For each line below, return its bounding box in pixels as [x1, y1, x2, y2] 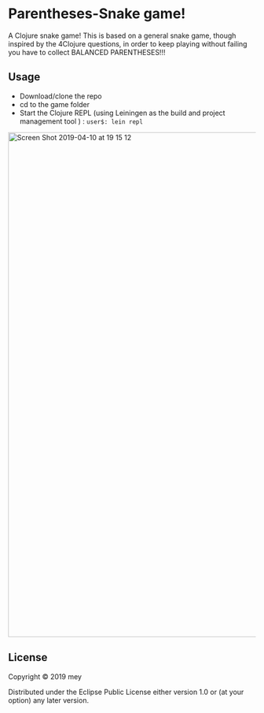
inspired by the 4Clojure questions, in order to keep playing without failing [8, 39, 247, 48]
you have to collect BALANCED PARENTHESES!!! [8, 47, 166, 57]
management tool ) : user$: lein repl [19, 116, 144, 126]
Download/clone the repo [19, 91, 102, 101]
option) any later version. [8, 695, 89, 705]
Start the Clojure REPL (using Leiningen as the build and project [19, 108, 225, 117]
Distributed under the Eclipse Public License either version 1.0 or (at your [8, 687, 244, 696]
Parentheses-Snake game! [8, 5, 186, 23]
